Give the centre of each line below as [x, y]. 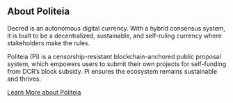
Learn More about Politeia [44, 92]
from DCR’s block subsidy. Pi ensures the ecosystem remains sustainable [112, 71]
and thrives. [24, 79]
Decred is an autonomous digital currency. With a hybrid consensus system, [116, 28]
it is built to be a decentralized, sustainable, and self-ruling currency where [115, 35]
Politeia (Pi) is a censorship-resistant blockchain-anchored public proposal [114, 56]
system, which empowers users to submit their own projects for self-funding [117, 64]
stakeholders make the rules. [49, 43]
